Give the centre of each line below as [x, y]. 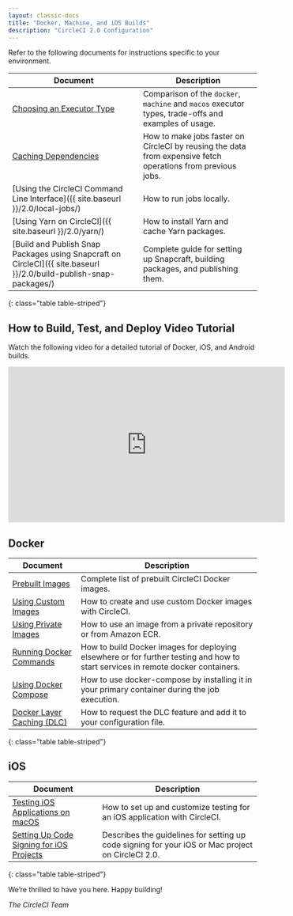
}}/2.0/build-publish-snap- [64, 274]
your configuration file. [123, 722]
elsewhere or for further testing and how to [161, 657]
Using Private [37, 624]
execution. [100, 699]
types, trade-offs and [183, 114]
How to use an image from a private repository [167, 624]
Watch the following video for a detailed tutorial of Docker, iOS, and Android [131, 347]
